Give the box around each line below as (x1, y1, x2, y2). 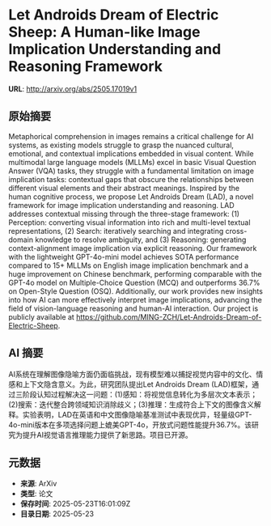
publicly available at (8, 312, 74, 321)
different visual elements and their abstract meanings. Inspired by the (8, 183, 240, 193)
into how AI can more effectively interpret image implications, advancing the (8, 295, 263, 304)
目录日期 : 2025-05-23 (19, 509, 95, 519)
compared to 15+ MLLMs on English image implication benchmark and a (8, 261, 249, 270)
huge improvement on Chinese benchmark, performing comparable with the (8, 269, 262, 278)
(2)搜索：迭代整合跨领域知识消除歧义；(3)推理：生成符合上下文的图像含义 (8, 399, 255, 409)
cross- (225, 226, 248, 235)
